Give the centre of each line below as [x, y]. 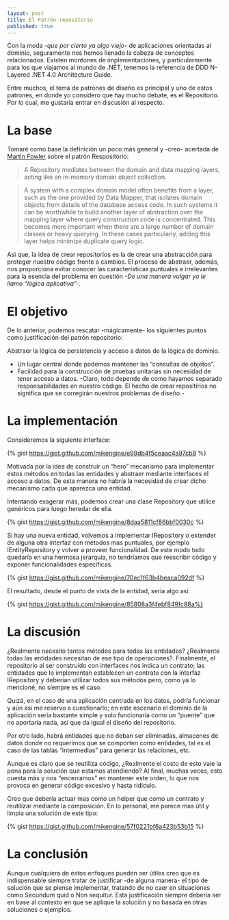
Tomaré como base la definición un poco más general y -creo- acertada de [113, 149]
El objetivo [38, 311]
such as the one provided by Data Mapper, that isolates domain [113, 198]
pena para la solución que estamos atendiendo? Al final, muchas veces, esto [115, 771]
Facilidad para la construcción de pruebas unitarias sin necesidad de [114, 371]
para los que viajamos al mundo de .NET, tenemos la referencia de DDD [108, 67]
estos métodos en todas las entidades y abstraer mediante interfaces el [108, 474]
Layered [19, 75]
